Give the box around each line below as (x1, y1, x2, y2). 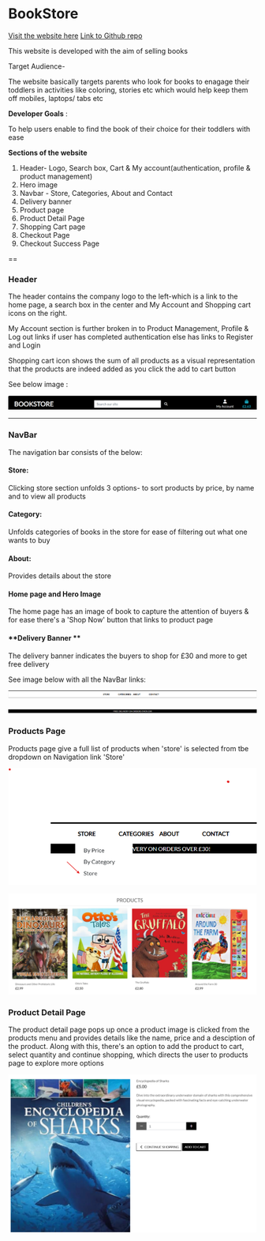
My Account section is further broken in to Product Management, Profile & (8, 324, 249, 333)
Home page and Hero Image (8, 589, 102, 599)
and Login (8, 340, 41, 350)
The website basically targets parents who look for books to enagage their (8, 77, 250, 86)
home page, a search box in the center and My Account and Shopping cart (8, 300, 251, 310)
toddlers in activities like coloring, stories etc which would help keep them (8, 85, 248, 95)
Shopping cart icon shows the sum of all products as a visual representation (8, 356, 256, 366)
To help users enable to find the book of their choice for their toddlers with (8, 124, 251, 134)
